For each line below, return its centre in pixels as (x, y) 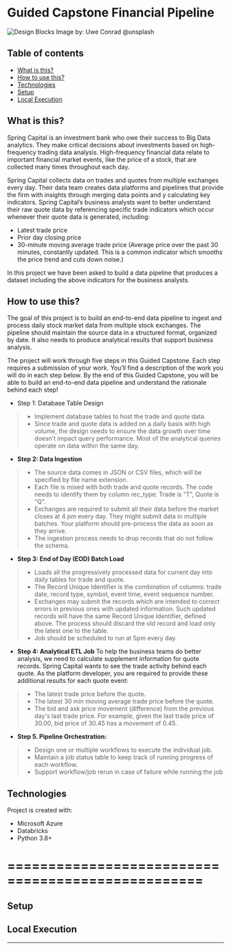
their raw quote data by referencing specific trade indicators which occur (111, 209)
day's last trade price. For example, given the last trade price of (124, 716)
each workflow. (56, 765)
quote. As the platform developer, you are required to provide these (112, 673)
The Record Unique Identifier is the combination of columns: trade (128, 587)
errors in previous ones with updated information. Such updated (125, 609)
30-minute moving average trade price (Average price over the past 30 (118, 244)
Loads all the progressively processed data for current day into (123, 572)
